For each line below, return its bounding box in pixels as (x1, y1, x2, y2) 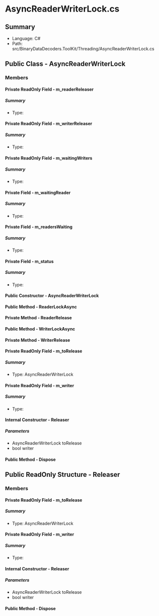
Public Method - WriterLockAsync (5, 326, 75, 332)
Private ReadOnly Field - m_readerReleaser (5, 86, 94, 92)
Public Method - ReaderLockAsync (5, 304, 77, 310)
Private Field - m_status (5, 258, 54, 264)
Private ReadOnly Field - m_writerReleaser (5, 121, 93, 126)
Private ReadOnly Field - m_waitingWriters (5, 155, 93, 161)
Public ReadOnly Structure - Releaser (5, 471, 120, 479)
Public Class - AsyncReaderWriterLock (5, 60, 126, 68)
